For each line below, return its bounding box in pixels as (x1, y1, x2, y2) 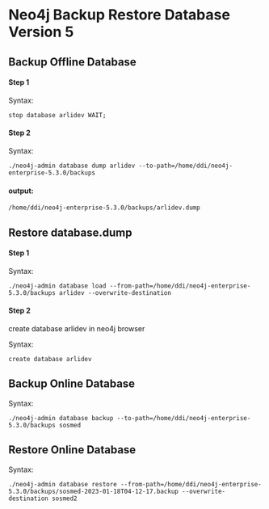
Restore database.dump (8, 225, 132, 239)
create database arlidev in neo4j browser (8, 323, 145, 333)
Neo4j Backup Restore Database (8, 6, 230, 24)
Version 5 (8, 23, 74, 41)
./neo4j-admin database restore (8, 480, 117, 488)
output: (8, 186, 34, 196)
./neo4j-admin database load (8, 281, 107, 290)
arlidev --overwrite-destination (59, 288, 172, 297)
